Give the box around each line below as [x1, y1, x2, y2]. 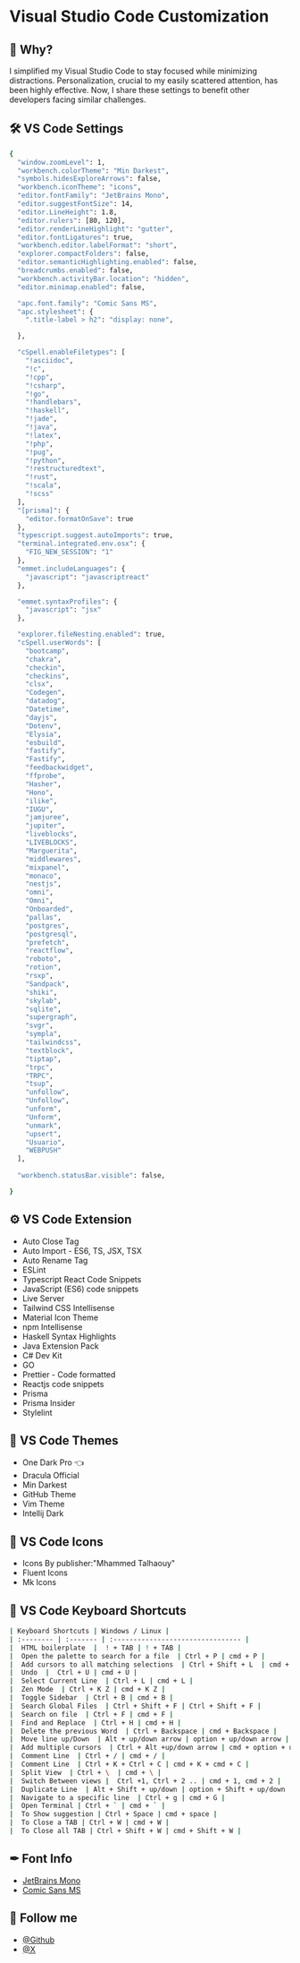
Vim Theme [21, 1498, 65, 1510]
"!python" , [25, 456, 66, 465]
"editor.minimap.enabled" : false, [17, 282, 146, 292]
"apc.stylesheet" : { [17, 307, 94, 316]
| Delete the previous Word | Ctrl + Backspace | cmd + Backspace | [9, 1727, 278, 1736]
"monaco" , [25, 871, 62, 880]
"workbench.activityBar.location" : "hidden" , [17, 274, 190, 283]
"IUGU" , [25, 804, 54, 814]
